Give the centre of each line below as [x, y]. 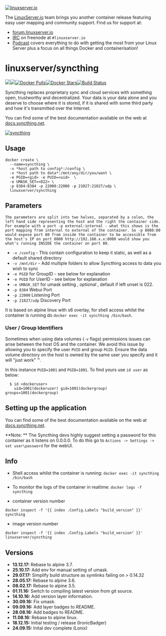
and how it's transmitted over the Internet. [48, 108]
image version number [35, 524]
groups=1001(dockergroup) [32, 393]
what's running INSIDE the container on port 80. [57, 243]
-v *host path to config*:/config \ [47, 169]
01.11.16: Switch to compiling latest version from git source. [73, 591]
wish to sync [25, 268]
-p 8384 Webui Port [32, 289]
